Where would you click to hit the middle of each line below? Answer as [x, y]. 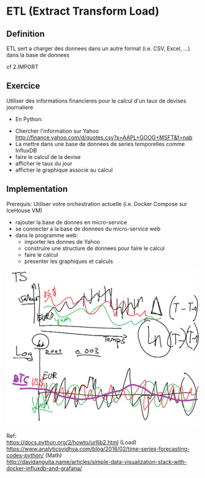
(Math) [53, 455]
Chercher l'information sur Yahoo [57, 131]
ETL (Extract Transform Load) [83, 11]
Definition [25, 34]
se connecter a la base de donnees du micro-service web [88, 229]
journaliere [20, 107]
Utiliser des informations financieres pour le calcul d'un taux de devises [96, 101]
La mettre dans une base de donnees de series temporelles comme [100, 144]
